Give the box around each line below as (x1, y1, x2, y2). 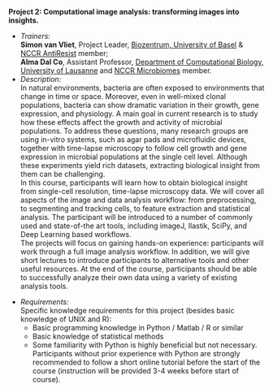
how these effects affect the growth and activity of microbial (19, 118, 223, 127)
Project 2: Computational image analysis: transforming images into (8, 7, 240, 16)
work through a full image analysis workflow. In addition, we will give (19, 247, 250, 256)
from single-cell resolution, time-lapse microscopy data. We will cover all (19, 187, 264, 196)
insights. (8, 15, 39, 25)
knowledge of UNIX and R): (19, 314, 112, 324)
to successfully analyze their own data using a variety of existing (19, 273, 238, 282)
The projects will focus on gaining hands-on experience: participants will (19, 239, 264, 248)
